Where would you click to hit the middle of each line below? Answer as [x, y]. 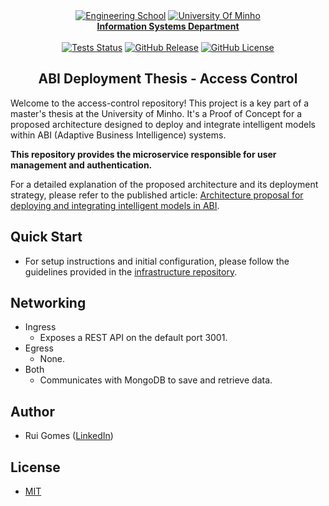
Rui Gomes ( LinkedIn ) [69, 436]
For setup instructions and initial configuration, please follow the [157, 261]
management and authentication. [81, 165]
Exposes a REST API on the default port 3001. [133, 338]
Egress [39, 348]
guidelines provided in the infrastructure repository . [131, 271]
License [35, 467]
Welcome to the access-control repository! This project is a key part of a [160, 103]
